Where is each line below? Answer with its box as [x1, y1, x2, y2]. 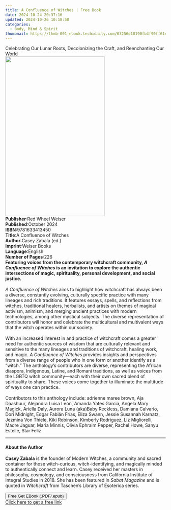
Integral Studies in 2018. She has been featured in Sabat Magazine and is [5, 477, 159, 483]
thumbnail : [5, 31, 28, 36]
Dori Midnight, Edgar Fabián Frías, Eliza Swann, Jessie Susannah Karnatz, [5, 411, 160, 417]
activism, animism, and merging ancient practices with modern [5, 308, 137, 314]
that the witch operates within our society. [5, 324, 94, 330]
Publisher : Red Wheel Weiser [5, 216, 66, 222]
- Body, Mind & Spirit [10, 27, 58, 32]
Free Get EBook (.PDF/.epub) [8, 494, 64, 499]
